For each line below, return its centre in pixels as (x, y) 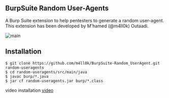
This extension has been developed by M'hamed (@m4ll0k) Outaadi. (77, 26)
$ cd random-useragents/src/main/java (46, 72)
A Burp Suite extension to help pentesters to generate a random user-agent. (85, 20)
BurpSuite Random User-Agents (57, 8)
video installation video (29, 90)
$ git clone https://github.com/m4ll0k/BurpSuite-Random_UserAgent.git (82, 63)
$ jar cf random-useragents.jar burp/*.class (54, 81)
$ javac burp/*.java (27, 76)
